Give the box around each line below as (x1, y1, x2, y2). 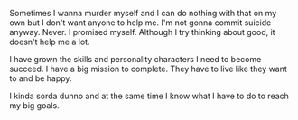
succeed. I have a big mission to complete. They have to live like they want (9, 63, 287, 74)
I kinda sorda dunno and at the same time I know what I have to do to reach (9, 90, 289, 101)
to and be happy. (9, 73, 72, 84)
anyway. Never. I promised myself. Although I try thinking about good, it (9, 27, 275, 37)
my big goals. (9, 100, 61, 111)
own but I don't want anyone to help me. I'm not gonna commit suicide (9, 17, 272, 28)
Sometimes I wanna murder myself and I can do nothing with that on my (9, 8, 277, 18)
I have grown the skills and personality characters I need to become (9, 54, 262, 64)
